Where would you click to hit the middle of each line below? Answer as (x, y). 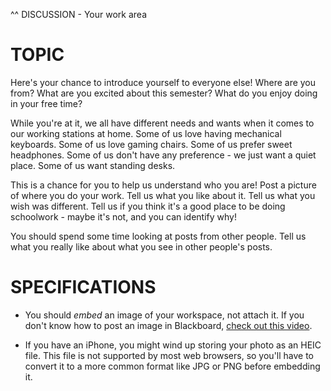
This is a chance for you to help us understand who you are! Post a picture (163, 185)
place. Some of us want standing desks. (93, 165)
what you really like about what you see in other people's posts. (141, 246)
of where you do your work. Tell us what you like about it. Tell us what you (163, 195)
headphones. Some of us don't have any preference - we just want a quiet (163, 155)
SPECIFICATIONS (83, 287)
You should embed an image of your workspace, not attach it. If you (164, 315)
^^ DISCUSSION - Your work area (78, 14)
